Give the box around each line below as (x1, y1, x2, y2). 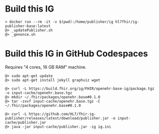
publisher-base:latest (5, 23, 51, 29)
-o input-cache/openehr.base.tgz (5, 90, 72, 95)
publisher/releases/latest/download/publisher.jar (5, 116, 109, 120)
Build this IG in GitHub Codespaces (5, 48, 148, 59)
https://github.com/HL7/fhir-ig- (29, 111, 96, 117)
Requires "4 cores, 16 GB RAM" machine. (5, 64, 87, 70)
